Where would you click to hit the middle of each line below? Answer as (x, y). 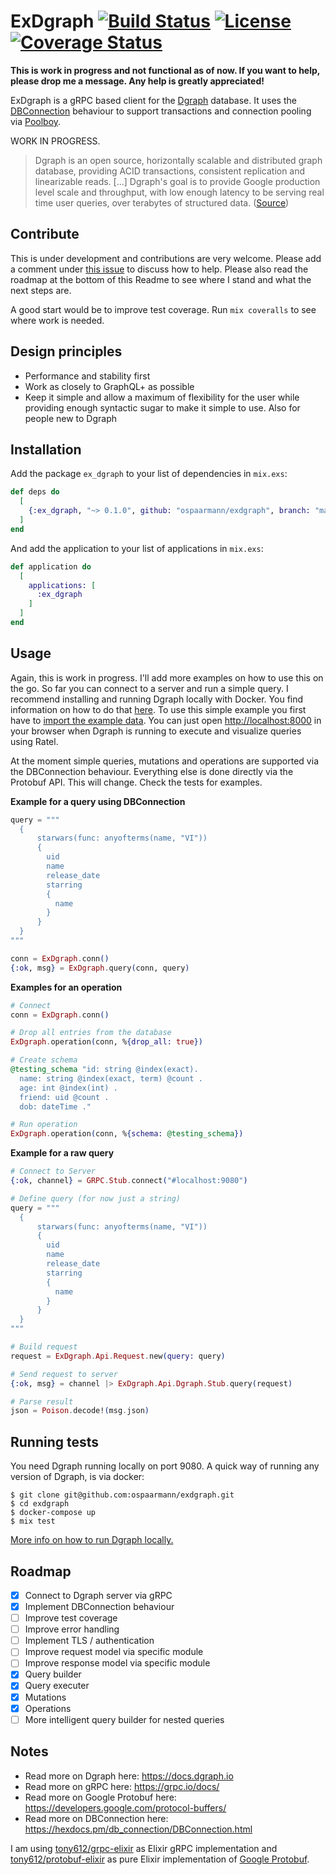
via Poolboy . (36, 121)
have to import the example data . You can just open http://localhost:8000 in (166, 720)
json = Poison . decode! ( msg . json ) (80, 1411)
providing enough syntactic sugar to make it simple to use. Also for (162, 407)
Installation (46, 449)
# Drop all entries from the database (91, 1033)
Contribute (45, 234)
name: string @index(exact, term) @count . (111, 1078)
